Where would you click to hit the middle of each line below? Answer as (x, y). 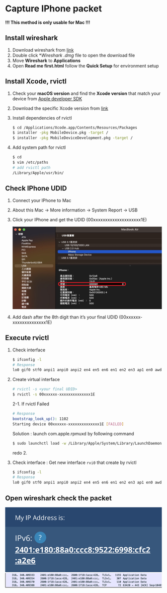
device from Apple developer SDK (47, 99)
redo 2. (20, 453)
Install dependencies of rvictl (42, 118)
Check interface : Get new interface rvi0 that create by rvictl (74, 462)
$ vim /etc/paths (30, 163)
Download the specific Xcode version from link (60, 108)
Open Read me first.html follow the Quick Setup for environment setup (85, 66)
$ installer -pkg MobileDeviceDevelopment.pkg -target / (73, 138)
